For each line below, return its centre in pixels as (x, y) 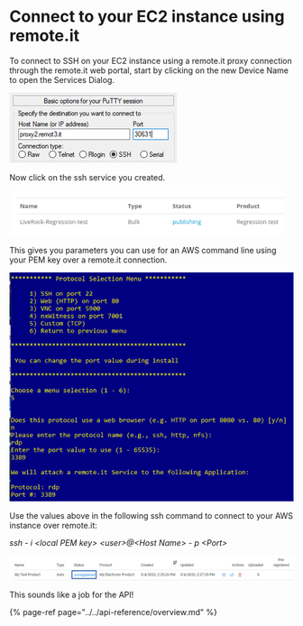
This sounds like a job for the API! (72, 594)
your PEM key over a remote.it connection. (88, 260)
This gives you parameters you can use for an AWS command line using (143, 250)
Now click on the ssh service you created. (87, 177)
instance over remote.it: (53, 526)
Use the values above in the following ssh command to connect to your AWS (151, 516)
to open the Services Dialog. (62, 79)
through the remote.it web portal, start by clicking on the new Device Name (149, 70)
